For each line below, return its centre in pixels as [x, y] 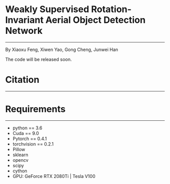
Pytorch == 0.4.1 [30, 139]
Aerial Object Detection [95, 20]
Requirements [35, 109]
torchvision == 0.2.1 [33, 144]
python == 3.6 [27, 128]
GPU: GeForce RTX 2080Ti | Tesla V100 [54, 176]
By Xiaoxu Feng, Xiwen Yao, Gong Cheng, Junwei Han [62, 50]
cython [20, 171]
